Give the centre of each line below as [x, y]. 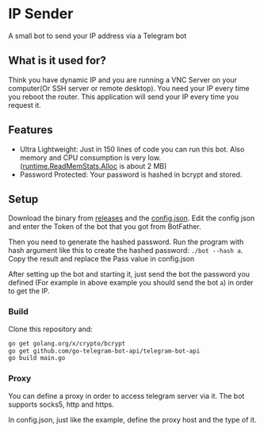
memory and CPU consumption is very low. [90, 157]
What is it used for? [57, 61]
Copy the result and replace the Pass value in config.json [101, 259]
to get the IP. [29, 291]
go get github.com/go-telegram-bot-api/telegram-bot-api [104, 351]
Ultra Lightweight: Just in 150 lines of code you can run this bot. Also [132, 149]
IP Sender [41, 14]
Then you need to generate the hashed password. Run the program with [126, 242]
